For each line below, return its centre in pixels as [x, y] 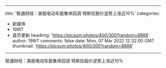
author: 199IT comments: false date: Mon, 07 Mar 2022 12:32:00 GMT [83, 41]
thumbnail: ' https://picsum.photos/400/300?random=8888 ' [73, 46]
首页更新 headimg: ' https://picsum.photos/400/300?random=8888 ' [81, 35]
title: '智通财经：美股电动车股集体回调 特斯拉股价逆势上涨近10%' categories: [83, 13]
